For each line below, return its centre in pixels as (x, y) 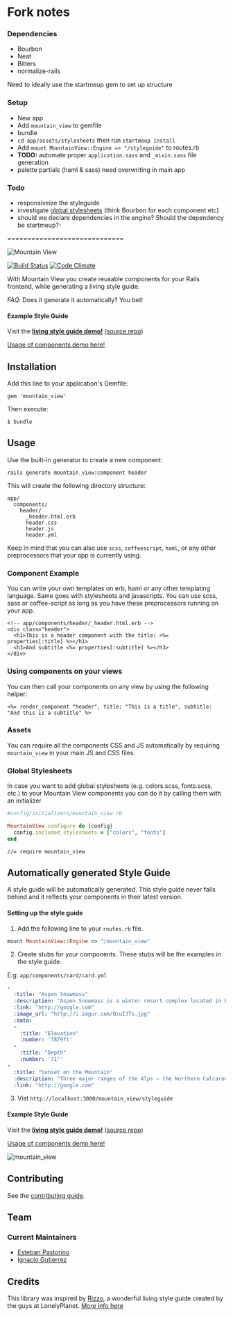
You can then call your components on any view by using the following (108, 686)
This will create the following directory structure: (76, 485)
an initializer (24, 801)
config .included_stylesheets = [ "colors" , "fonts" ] (90, 833)
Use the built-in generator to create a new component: (85, 459)
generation (33, 162)
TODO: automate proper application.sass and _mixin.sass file (107, 155)
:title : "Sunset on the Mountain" (63, 1072)
